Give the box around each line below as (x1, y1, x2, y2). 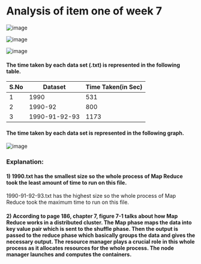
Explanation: (6, 158, 44, 166)
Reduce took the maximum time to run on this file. (6, 198, 129, 206)
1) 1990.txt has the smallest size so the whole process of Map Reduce (6, 173, 183, 180)
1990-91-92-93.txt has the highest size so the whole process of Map (6, 192, 176, 200)
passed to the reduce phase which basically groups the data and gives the (6, 232, 196, 239)
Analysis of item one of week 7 (6, 4, 163, 18)
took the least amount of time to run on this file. (6, 179, 127, 186)
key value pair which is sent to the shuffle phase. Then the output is (6, 226, 179, 233)
